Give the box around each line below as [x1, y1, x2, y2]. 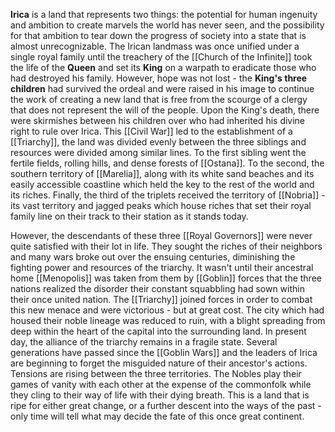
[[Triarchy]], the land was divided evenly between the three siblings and [10, 136, 307, 148]
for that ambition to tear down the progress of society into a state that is [10, 30, 307, 41]
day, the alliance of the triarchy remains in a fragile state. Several [10, 336, 278, 348]
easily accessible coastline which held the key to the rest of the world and [10, 179, 315, 190]
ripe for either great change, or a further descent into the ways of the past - [10, 400, 322, 411]
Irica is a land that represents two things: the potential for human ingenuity [10, 9, 318, 20]
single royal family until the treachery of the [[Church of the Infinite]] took [10, 51, 313, 63]
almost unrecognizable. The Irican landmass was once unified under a [10, 40, 300, 52]
